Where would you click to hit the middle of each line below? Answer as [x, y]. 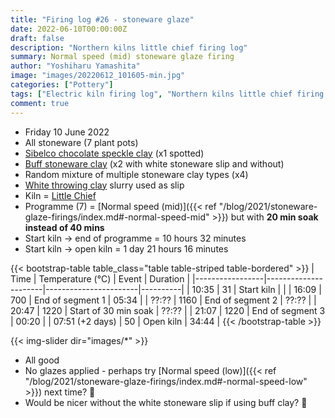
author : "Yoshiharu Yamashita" [75, 66]
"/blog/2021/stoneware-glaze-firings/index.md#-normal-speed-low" [166, 381]
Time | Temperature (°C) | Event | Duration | [100, 278]
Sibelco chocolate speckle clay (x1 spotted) [114, 153]
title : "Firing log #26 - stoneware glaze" [102, 19]
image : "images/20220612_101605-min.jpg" [98, 76]
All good [42, 360]
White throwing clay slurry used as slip [104, 185]
